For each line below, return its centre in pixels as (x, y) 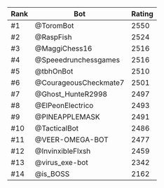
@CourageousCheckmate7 (80, 82)
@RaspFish (53, 37)
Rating (142, 14)
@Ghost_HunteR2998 (71, 94)
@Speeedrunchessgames (77, 60)
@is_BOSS (52, 174)
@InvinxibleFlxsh (63, 151)
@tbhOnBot (54, 71)
